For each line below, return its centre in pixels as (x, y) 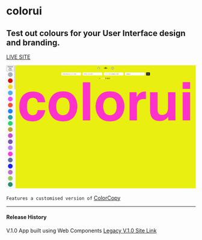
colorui (24, 11)
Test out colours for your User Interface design (96, 33)
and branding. (33, 42)
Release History (26, 217)
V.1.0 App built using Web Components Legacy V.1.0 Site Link (81, 230)
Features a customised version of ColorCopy (63, 198)
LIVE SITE (18, 57)
